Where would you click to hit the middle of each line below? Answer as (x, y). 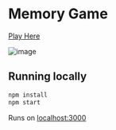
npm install (28, 95)
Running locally (48, 77)
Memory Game (58, 14)
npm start (25, 102)
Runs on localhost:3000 (47, 117)
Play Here (24, 36)
